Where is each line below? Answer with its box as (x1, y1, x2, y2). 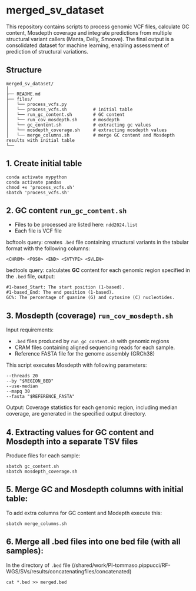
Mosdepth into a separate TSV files (6, 436, 138, 446)
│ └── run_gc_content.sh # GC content (6, 111, 125, 118)
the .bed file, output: (6, 273, 55, 280)
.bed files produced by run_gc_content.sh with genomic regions (14, 338, 170, 345)
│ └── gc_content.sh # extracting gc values (6, 122, 151, 128)
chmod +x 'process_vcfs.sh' (6, 184, 75, 190)
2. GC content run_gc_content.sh (6, 205, 127, 215)
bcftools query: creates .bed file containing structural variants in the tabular (6, 239, 190, 246)
